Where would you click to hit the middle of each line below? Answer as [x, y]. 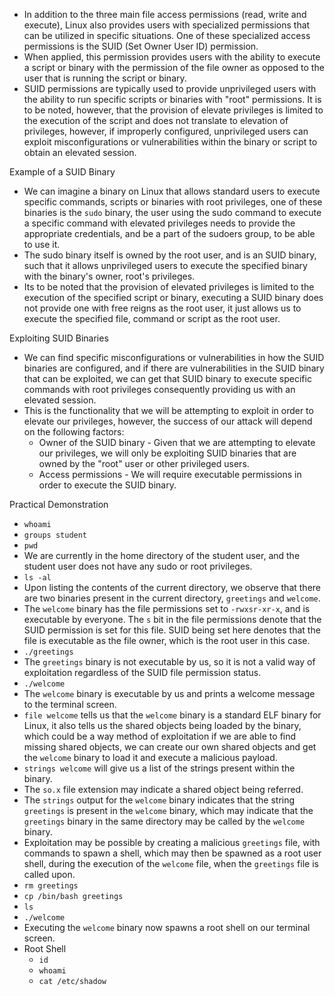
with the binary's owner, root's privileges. [109, 276]
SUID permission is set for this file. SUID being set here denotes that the [172, 630]
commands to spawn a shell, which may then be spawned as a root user [172, 853]
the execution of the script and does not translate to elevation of [156, 120]
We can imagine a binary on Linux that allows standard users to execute [172, 191]
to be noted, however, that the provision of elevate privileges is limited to [173, 110]
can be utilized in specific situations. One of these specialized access [167, 35]
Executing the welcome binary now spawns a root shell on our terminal [167, 927]
